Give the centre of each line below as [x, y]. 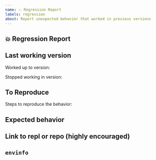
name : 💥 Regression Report [33, 10]
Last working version [38, 55]
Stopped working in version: [34, 77]
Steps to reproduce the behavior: [39, 104]
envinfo [17, 152]
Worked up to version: [28, 67]
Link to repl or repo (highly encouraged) [68, 137]
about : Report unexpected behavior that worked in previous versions [78, 19]
